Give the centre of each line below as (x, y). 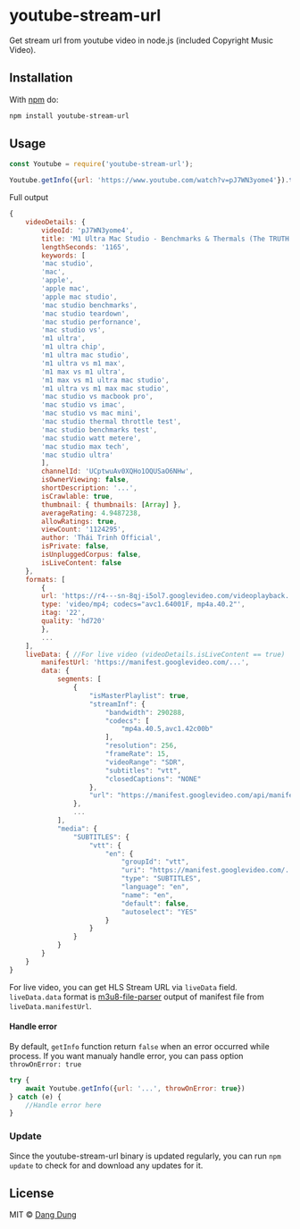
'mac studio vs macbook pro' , (97, 397)
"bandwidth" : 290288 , (145, 712)
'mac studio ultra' (78, 455)
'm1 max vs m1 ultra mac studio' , (105, 380)
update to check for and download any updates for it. (106, 1165)
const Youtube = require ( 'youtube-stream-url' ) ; (101, 164)
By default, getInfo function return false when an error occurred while (139, 1046)
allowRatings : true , (79, 521)
